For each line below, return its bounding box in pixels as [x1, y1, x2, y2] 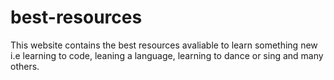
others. [10, 60, 40, 72]
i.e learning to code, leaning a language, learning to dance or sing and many [10, 49, 324, 61]
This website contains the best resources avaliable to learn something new [10, 39, 318, 51]
